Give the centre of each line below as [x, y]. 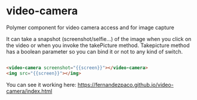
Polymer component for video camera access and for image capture [90, 27]
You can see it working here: [41, 85]
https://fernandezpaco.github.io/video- [126, 85]
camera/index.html [29, 91]
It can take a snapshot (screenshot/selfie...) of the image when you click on [99, 39]
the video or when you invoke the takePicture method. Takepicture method [98, 45]
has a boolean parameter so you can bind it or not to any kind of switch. [95, 51]
